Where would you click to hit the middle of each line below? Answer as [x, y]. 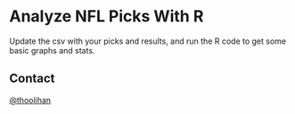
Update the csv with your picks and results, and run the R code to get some [148, 41]
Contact [32, 79]
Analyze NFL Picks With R [107, 16]
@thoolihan [30, 100]
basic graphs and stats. [52, 50]
